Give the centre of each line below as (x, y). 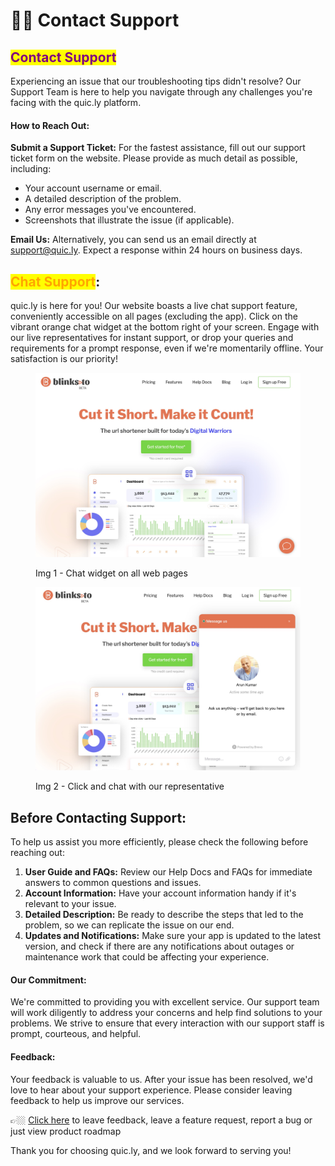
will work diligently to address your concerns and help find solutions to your (166, 1013)
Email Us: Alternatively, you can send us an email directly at (133, 240)
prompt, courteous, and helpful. (76, 1034)
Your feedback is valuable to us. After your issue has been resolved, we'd (161, 1079)
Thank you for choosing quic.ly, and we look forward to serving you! (151, 1150)
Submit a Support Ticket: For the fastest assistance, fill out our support (158, 148)
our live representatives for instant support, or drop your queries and (152, 338)
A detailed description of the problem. (103, 199)
